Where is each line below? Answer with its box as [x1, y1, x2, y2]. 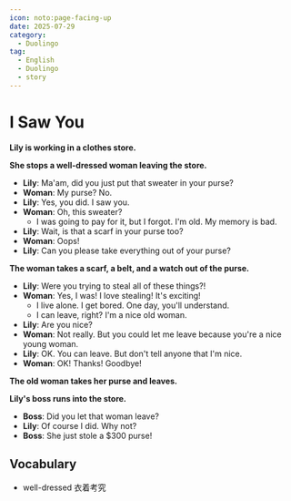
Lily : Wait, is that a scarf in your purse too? [22, 225, 184, 237]
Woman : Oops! [22, 235, 80, 246]
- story [17, 73, 47, 82]
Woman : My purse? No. [22, 187, 113, 198]
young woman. [22, 338, 79, 349]
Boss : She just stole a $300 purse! [22, 430, 153, 441]
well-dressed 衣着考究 [22, 482, 106, 493]
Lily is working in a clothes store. [9, 142, 136, 153]
